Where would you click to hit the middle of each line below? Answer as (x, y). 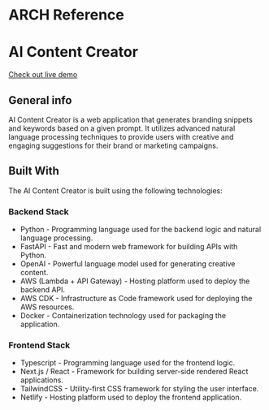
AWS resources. (47, 307)
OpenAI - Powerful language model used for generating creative (128, 264)
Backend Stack (39, 211)
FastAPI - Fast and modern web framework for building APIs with (129, 247)
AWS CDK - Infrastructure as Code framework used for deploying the (136, 299)
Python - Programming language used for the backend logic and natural (141, 230)
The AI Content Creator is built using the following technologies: (116, 190)
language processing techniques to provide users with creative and (121, 136)
